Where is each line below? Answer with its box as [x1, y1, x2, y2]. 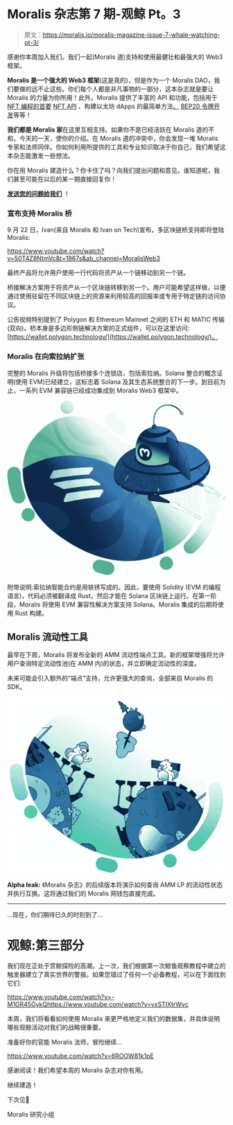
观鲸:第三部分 [7, 937, 85, 953]
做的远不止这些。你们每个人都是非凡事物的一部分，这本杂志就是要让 [19, 85, 214, 93]
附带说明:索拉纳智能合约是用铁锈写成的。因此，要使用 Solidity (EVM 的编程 [7, 583, 221, 591]
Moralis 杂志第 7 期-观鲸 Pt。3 [7, 6, 181, 22]
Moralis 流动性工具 [7, 631, 89, 643]
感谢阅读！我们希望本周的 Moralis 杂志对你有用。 [7, 1066, 148, 1074]
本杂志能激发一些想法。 [7, 151, 74, 159]
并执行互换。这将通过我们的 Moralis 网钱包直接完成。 [7, 889, 159, 898]
